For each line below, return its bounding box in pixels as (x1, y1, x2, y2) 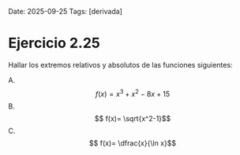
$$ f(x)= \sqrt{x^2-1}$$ (94, 113, 171, 123)
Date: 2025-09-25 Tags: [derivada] (8, 7, 122, 16)
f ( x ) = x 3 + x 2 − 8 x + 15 (95, 87, 171, 98)
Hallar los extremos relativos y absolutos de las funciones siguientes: (8, 60, 233, 69)
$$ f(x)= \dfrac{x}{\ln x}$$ (89, 138, 176, 148)
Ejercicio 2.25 (8, 35, 100, 52)
